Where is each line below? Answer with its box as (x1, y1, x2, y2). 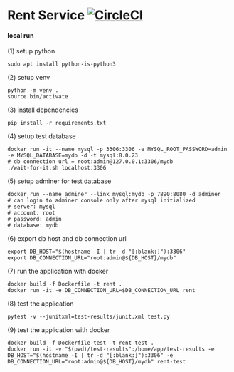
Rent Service (7, 7, 85, 24)
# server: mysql (7, 203, 55, 210)
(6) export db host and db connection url (7, 234, 127, 243)
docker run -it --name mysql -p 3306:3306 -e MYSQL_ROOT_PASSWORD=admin (7, 146, 228, 153)
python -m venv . (7, 87, 59, 94)
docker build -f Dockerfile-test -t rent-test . (7, 339, 154, 347)
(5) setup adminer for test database (7, 177, 112, 185)
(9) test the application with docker (7, 326, 110, 334)
